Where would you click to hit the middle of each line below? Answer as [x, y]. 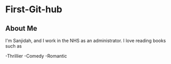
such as [14, 46]
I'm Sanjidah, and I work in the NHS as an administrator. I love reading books [86, 40]
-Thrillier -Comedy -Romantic [36, 56]
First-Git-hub [34, 9]
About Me [21, 28]
